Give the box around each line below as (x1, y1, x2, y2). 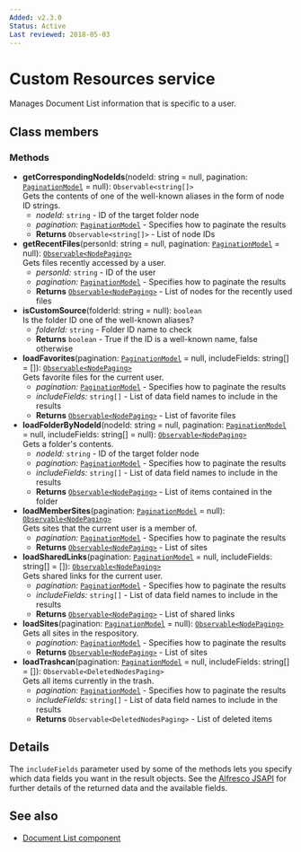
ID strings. (22, 200, 61, 211)
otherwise (35, 343, 74, 354)
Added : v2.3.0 (9, 13, 63, 22)
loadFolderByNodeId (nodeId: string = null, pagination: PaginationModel (22, 419, 288, 430)
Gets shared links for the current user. (22, 571, 164, 581)
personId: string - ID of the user (35, 267, 156, 277)
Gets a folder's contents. (22, 439, 114, 449)
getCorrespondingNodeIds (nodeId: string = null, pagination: (22, 171, 248, 182)
